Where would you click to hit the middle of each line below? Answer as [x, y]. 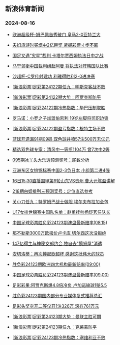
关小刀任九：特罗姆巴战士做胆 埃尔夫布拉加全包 [60, 201]
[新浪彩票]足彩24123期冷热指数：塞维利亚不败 [59, 337]
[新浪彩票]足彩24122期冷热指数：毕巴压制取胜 [59, 108]
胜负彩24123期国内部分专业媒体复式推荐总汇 [57, 295]
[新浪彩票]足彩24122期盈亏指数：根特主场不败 [59, 128]
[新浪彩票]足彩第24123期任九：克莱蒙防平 [54, 327]
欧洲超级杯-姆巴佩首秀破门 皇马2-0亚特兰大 [56, 34]
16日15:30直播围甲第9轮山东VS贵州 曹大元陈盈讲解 [63, 180]
